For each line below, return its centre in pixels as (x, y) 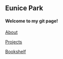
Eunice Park (24, 8)
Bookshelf (16, 51)
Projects (14, 41)
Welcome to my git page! (32, 21)
